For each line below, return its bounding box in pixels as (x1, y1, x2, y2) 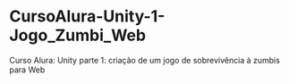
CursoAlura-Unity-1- (9, 6, 166, 27)
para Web (9, 64, 46, 75)
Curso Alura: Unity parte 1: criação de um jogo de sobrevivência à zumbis (9, 55, 280, 65)
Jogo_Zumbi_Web (9, 25, 146, 46)
